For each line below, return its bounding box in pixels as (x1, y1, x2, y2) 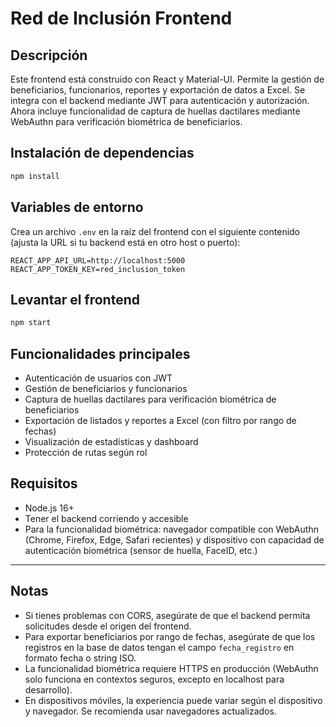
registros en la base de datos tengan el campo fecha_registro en (24, 641, 295, 653)
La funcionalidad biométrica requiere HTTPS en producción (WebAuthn (24, 662, 319, 674)
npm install (10, 171, 60, 181)
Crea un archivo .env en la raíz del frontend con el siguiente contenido (10, 225, 301, 237)
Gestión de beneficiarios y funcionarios (24, 383, 188, 394)
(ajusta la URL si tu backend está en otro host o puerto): (10, 236, 241, 248)
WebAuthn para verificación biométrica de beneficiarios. (10, 116, 243, 127)
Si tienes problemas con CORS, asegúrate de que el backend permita (24, 609, 311, 621)
